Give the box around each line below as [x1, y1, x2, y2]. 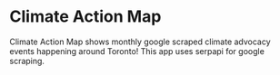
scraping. [9, 55, 45, 66]
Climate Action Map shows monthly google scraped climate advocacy [9, 36, 271, 47]
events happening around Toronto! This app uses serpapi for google [9, 45, 265, 56]
